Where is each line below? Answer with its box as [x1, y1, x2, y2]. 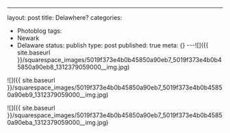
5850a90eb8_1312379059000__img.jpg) [16, 63, 130, 71]
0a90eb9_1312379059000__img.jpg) [7, 91, 109, 99]
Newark [16, 34, 40, 42]
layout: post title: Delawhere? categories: [7, 14, 123, 21]
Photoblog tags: [16, 27, 62, 35]
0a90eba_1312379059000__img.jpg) [7, 119, 109, 126]
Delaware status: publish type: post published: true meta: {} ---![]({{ [16, 42, 209, 49]
